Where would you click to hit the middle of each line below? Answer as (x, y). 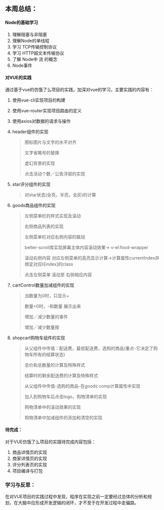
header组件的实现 (30, 131)
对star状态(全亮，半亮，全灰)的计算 (60, 195)
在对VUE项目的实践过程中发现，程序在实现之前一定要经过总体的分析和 (76, 497)
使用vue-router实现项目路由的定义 (47, 110)
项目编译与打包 (27, 471)
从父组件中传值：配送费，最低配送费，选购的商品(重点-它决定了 (89, 348)
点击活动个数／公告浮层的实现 (55, 174)
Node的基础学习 (22, 22)
